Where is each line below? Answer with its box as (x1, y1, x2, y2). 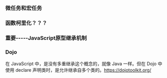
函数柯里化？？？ (5, 19, 47, 27)
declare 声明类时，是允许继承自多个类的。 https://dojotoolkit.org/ (15, 67, 152, 73)
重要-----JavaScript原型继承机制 (5, 34, 87, 41)
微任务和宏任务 (5, 4, 42, 11)
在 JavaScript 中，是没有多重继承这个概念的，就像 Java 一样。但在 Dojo (5, 61, 157, 67)
